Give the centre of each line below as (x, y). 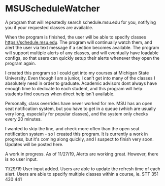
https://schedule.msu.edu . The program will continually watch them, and (79, 42)
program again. (20, 63)
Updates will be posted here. (34, 144)
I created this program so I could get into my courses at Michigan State (77, 73)
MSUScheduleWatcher (52, 9)
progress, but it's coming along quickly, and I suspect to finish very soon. (80, 139)
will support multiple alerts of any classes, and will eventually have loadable (82, 53)
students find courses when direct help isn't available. (60, 94)
